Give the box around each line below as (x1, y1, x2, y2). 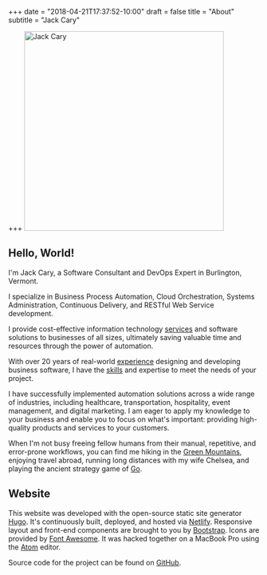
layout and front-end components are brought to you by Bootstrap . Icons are (8, 525, 260, 534)
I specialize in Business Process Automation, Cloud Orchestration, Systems (8, 291, 255, 301)
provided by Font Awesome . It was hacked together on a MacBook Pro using (8, 533, 260, 543)
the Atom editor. (8, 542, 61, 552)
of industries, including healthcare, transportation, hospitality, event (8, 397, 231, 406)
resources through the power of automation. (8, 341, 154, 351)
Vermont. (8, 276, 39, 286)
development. (8, 308, 53, 318)
